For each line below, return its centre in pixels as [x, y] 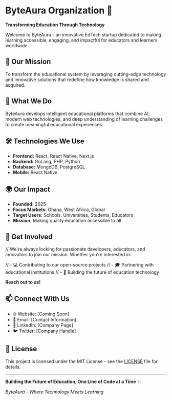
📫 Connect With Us [38, 299]
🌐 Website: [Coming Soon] [41, 314]
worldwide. [17, 45]
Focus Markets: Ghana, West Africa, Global [59, 209]
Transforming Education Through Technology [55, 25]
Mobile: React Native [35, 173]
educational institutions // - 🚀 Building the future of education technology [82, 272]
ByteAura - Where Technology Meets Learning [55, 392]
